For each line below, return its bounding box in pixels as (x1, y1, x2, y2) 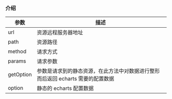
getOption (8, 71, 32, 78)
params (8, 57, 27, 65)
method (8, 48, 27, 55)
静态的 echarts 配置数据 (36, 85, 94, 92)
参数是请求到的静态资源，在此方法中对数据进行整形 (36, 68, 160, 75)
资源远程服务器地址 (36, 29, 83, 36)
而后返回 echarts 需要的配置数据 (36, 75, 114, 83)
